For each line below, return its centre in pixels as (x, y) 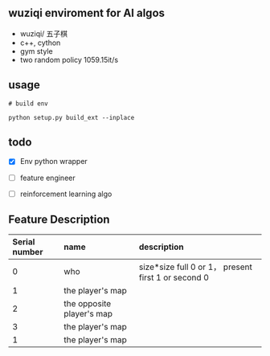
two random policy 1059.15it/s (69, 59)
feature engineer (47, 178)
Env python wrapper (54, 162)
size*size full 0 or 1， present (196, 267)
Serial (24, 242)
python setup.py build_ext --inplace (72, 117)
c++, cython (40, 43)
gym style (37, 51)
